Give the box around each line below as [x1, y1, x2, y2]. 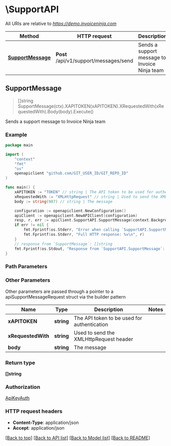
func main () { [5, 185, 36, 190]
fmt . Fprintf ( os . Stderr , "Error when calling [23, 227, 120, 233]
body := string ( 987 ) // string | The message [14, 199, 113, 204]
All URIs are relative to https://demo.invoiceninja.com [5, 20, 117, 27]
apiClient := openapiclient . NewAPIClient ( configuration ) [14, 213, 138, 218]
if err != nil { [14, 222, 49, 228]
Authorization [5, 383, 41, 390]
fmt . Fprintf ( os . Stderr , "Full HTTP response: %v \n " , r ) [23, 232, 145, 237]
